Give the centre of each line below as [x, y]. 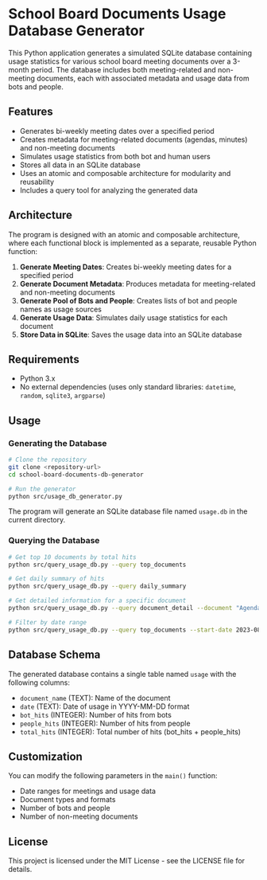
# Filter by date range [48, 622]
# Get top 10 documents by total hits [72, 557]
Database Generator [76, 31]
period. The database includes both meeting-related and [123, 69]
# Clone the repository [48, 460]
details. [20, 870]
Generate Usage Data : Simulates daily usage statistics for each [124, 317]
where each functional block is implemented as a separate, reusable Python [132, 243]
